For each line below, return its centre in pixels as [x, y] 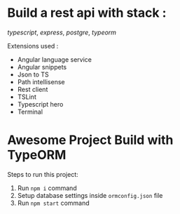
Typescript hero [40, 104]
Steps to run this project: [43, 174]
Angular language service [55, 59]
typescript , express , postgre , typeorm [62, 32]
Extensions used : [33, 46]
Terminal [30, 112]
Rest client [33, 89]
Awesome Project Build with [90, 140]
